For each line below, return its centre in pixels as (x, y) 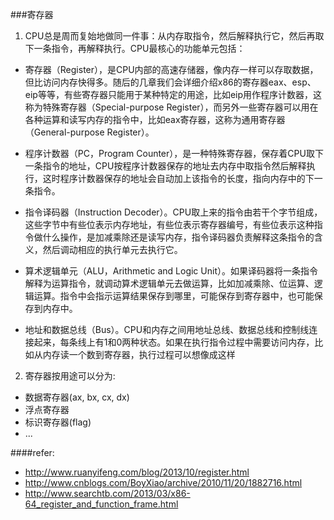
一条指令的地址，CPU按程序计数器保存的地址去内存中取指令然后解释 (165, 166)
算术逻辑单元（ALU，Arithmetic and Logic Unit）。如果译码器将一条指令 (171, 271)
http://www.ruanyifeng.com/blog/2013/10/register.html (137, 472)
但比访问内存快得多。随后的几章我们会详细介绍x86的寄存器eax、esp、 (170, 82)
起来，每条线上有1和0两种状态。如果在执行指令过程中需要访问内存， (174, 342)
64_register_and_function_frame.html (101, 504)
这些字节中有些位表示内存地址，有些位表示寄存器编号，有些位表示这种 (169, 224)
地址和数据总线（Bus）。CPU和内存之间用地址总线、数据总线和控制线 (167, 329)
